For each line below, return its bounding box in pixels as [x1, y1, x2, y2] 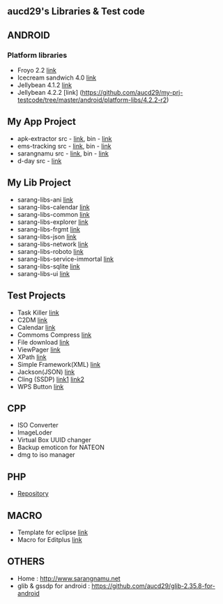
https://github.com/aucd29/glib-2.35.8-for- [91, 582, 216, 590]
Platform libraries [7, 50, 68, 60]
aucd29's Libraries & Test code [7, 6, 145, 17]
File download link [17, 338, 70, 346]
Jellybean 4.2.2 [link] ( [17, 89, 82, 97]
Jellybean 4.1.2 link [17, 81, 72, 89]
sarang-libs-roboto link [17, 247, 84, 255]
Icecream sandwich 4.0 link [17, 73, 97, 82]
